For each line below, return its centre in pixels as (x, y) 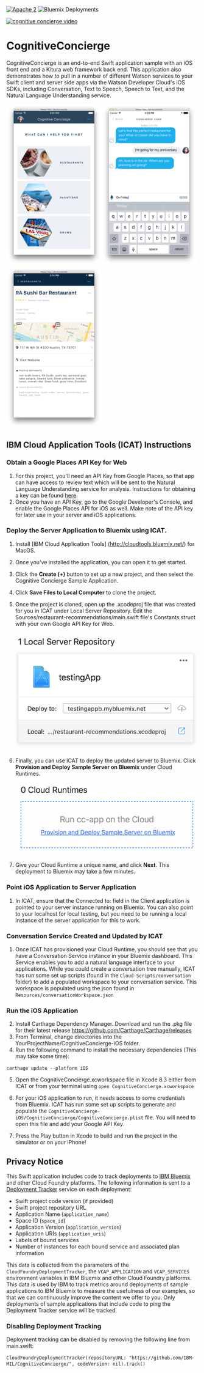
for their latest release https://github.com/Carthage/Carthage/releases (103, 1031)
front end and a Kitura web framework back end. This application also (94, 69)
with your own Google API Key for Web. (65, 624)
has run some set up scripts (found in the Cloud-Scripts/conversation (103, 976)
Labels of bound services (47, 1240)
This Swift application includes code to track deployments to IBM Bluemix (98, 1176)
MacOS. (25, 550)
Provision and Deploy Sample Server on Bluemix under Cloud (93, 767)
